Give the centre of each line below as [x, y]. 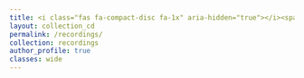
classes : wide [36, 59]
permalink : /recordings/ [56, 34]
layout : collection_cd [52, 26]
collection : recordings [54, 43]
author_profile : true [50, 51]
